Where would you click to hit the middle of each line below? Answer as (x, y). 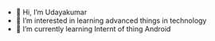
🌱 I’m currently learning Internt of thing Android (93, 29)
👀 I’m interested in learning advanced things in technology (111, 20)
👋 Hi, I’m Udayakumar (51, 12)
